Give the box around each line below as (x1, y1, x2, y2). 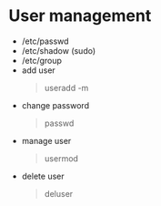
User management (8, 5, 152, 26)
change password (21, 99, 90, 110)
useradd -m (44, 82, 89, 93)
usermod (44, 152, 79, 164)
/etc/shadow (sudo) (21, 45, 96, 56)
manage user (21, 135, 72, 146)
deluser (44, 188, 74, 199)
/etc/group (21, 55, 63, 66)
